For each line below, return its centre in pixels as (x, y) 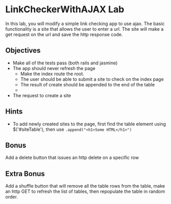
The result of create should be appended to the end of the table (88, 84)
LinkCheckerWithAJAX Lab (65, 9)
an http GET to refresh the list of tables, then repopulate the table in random (85, 191)
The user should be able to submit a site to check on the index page (92, 79)
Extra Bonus (25, 174)
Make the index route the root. (52, 74)
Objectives (23, 50)
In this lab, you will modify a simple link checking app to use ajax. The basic (85, 24)
